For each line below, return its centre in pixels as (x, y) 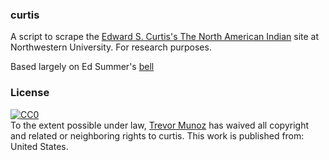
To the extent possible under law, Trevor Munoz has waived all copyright (159, 125)
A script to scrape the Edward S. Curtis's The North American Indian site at (165, 37)
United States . (39, 146)
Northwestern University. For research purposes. (111, 47)
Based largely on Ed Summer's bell (82, 67)
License (30, 93)
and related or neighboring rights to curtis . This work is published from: (157, 135)
